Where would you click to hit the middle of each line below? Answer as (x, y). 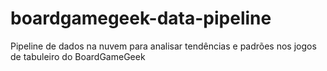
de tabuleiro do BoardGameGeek (78, 56)
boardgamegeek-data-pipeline (141, 18)
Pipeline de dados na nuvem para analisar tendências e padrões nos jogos (163, 46)
